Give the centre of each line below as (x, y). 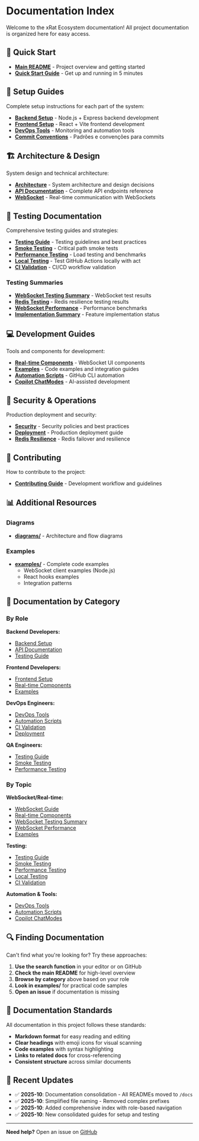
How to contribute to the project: (46, 472)
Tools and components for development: (56, 351)
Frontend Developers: (33, 667)
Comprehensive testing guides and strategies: (62, 231)
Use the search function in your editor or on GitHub (78, 966)
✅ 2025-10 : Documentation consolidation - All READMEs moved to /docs (104, 1095)
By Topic (19, 784)
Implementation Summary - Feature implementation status (87, 315)
